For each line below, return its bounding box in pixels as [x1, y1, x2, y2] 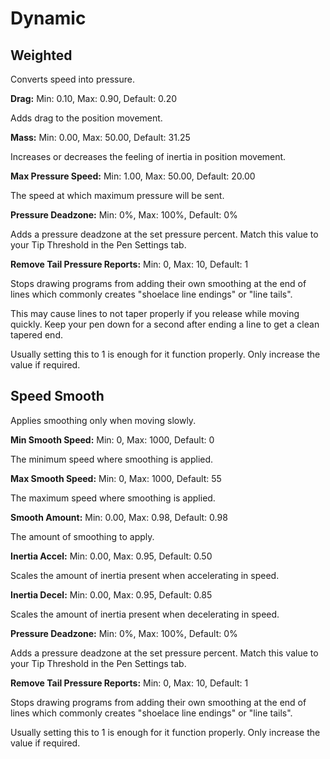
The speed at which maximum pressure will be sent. [10, 190, 225, 201]
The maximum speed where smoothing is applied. [10, 492, 216, 504]
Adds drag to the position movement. [10, 112, 163, 124]
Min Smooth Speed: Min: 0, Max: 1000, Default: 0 [10, 433, 215, 446]
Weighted [10, 47, 73, 64]
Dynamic [10, 7, 87, 30]
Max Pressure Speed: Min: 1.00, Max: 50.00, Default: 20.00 [10, 170, 256, 182]
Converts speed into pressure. [10, 73, 136, 85]
